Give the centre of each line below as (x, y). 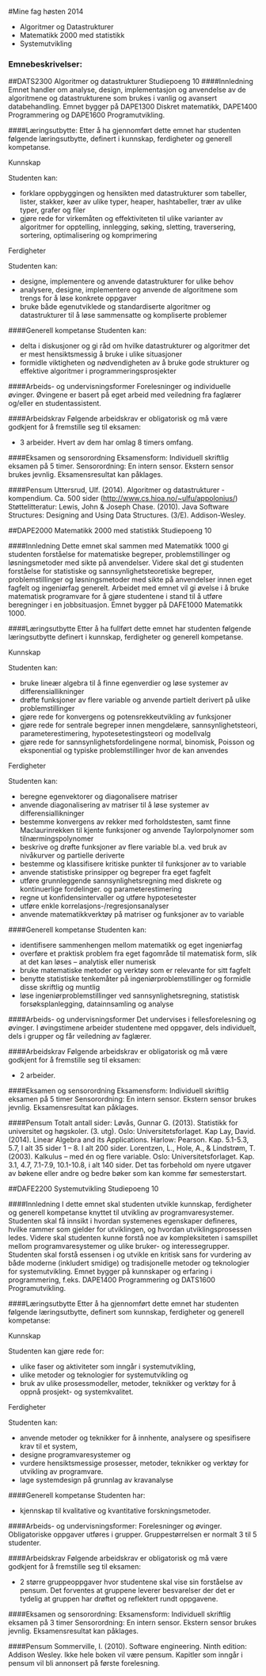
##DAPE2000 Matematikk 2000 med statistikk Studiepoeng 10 (110, 531)
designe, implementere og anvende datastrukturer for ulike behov (127, 281)
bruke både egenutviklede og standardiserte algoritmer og (115, 307)
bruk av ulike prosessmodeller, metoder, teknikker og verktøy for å (127, 1384)
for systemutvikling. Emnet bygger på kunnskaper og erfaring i (110, 1272)
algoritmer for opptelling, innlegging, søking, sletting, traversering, (127, 227)
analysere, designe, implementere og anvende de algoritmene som (129, 290)
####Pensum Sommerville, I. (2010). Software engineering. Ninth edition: (127, 1647)
